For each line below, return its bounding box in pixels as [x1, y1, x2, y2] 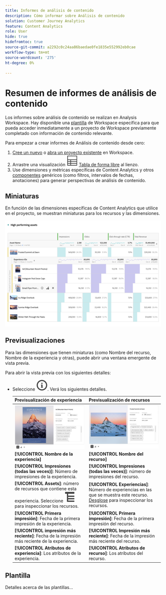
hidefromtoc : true [5, 40, 43, 45]
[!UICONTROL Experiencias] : [88, 481, 149, 487]
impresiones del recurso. [88, 474, 139, 480]
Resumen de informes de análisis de [5, 87, 157, 99]
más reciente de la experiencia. [14, 538, 78, 544]
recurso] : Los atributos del [88, 550, 143, 556]
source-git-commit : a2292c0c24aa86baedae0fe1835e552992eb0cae [5, 45, 136, 50]
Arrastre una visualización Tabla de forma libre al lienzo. [12, 162, 139, 168]
